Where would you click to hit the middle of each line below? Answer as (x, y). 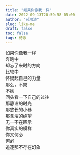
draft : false (19, 29)
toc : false (17, 33)
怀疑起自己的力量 (23, 78)
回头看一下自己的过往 (27, 97)
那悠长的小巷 (18, 109)
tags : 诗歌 (16, 38)
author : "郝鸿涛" (22, 19)
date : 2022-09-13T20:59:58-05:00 (40, 15)
